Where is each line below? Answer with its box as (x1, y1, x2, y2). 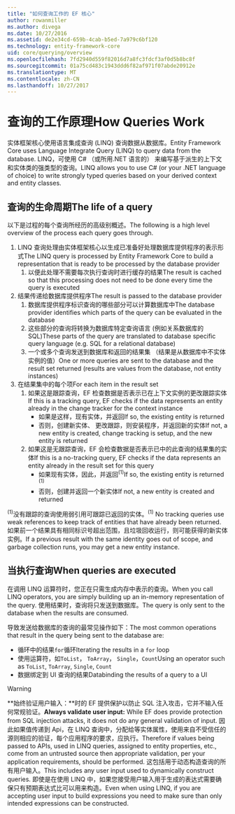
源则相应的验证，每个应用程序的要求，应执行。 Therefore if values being (7, 734, 215, 742)
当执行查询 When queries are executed (7, 565, 176, 577)
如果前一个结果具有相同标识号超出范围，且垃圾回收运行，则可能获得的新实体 (7, 526, 228, 534)
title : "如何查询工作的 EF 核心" (7, 10, 96, 17)
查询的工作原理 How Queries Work (7, 114, 205, 130)
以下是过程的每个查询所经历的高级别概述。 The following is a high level (7, 221, 210, 229)
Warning (7, 684, 31, 693)
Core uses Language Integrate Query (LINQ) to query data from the (7, 146, 201, 155)
